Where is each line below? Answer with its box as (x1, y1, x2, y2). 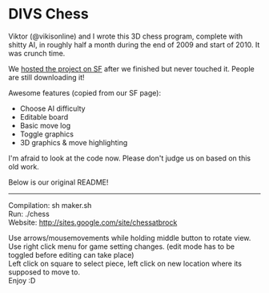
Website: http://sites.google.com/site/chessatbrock (8, 218, 178, 227)
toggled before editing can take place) (8, 250, 134, 259)
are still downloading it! (8, 72, 86, 82)
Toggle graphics (19, 129, 74, 139)
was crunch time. (8, 48, 66, 58)
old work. (8, 161, 40, 171)
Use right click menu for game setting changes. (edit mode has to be (8, 242, 235, 251)
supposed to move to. (8, 267, 80, 277)
